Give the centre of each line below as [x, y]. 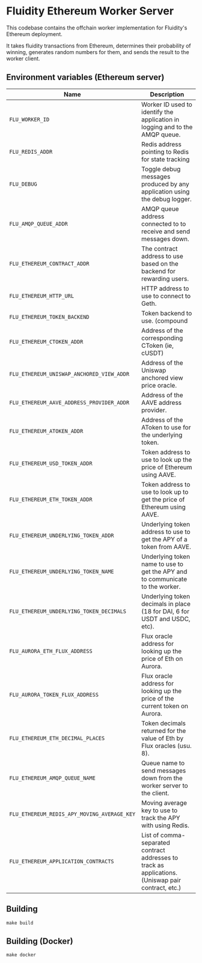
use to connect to [166, 296]
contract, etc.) [161, 887]
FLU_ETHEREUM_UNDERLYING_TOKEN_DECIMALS [68, 611]
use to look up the [167, 460]
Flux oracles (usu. [166, 746]
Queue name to [163, 763]
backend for [158, 271]
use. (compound [164, 321]
